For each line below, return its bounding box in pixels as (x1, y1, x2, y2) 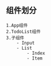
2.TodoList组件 (6, 29, 41, 34)
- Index (27, 50, 45, 56)
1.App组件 (6, 22, 28, 28)
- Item (27, 55, 43, 61)
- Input (16, 40, 35, 46)
